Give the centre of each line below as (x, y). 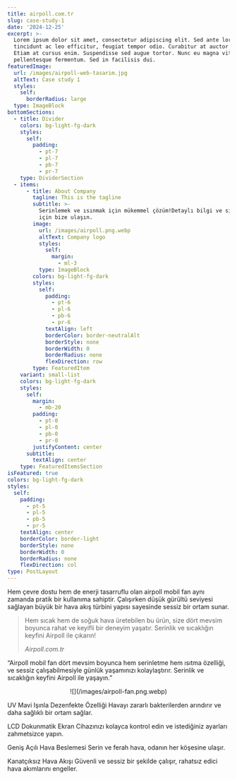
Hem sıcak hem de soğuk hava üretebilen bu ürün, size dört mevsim (123, 620)
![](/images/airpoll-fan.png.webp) (119, 691)
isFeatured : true (33, 474)
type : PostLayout (33, 572)
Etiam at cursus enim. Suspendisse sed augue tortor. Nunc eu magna (116, 54)
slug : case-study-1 (36, 20)
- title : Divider (39, 119)
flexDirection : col (49, 565)
